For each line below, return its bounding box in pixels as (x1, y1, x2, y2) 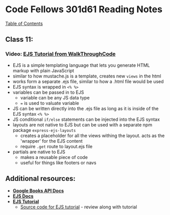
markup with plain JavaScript (12, 67, 75, 73)
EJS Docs (12, 193, 34, 199)
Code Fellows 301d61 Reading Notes (5, 4, 162, 15)
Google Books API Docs (12, 187, 64, 194)
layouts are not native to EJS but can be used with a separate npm (12, 121, 152, 128)
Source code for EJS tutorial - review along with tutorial (20, 204, 137, 210)
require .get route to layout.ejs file (20, 143, 93, 149)
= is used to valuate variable (20, 100, 79, 106)
